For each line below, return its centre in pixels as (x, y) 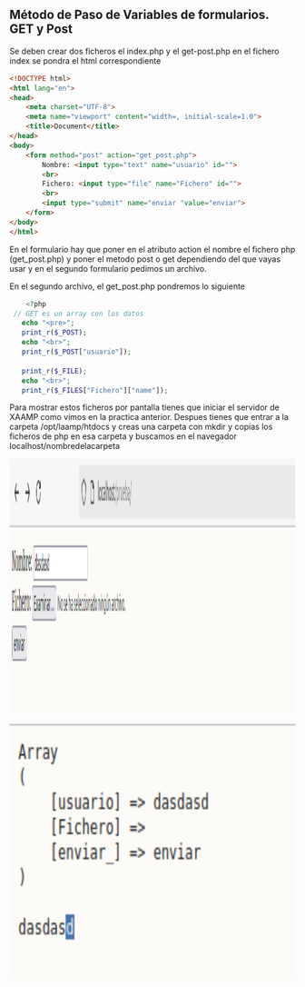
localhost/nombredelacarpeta (65, 446)
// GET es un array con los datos (79, 314)
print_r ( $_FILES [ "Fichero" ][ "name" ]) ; (95, 390)
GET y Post (41, 30)
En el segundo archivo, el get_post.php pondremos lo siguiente (128, 286)
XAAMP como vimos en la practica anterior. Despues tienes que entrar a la (149, 417)
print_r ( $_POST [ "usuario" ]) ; (76, 352)
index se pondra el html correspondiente (85, 60)
